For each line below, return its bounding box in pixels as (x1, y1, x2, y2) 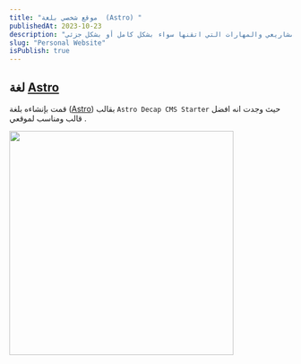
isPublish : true (9, 47, 70, 56)
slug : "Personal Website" (9, 38, 106, 48)
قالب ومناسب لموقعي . (9, 113, 87, 124)
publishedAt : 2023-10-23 (9, 22, 102, 30)
